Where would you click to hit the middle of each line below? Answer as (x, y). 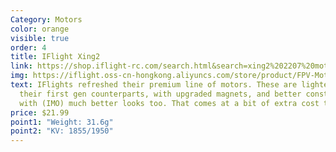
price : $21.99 (40, 112)
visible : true (40, 38)
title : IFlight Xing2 (55, 57)
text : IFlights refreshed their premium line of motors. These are (154, 85)
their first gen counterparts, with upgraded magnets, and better (160, 94)
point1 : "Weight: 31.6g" (62, 122)
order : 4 (28, 47)
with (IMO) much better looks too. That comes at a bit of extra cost (169, 103)
